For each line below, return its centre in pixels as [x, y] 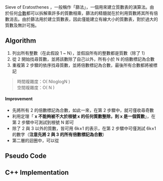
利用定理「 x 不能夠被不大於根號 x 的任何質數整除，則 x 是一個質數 [78, 116]
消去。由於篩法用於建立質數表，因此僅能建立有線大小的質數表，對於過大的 [83, 19]
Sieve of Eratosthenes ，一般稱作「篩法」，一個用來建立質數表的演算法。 [78, 7]
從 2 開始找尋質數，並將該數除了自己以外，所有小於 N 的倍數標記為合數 [83, 59]
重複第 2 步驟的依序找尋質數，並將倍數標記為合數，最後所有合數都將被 [83, 65]
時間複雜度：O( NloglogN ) [43, 81]
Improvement [19, 99]
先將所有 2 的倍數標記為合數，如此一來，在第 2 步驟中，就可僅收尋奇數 [83, 110]
